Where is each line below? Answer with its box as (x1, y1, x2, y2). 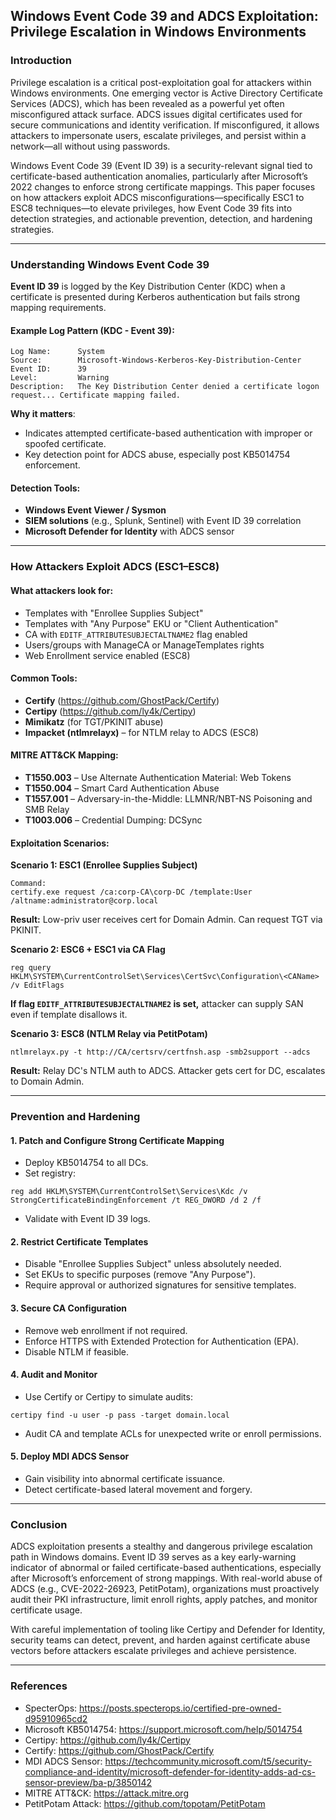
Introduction (10, 54, 72, 68)
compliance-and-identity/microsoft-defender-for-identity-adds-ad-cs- (24, 1765, 317, 1778)
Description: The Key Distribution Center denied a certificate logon (10, 382, 320, 392)
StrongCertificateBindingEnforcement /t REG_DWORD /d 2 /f (10, 1195, 262, 1206)
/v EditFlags (10, 980, 65, 991)
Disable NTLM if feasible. (24, 1345, 130, 1358)
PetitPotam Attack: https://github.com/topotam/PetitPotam (24, 1797, 266, 1809)
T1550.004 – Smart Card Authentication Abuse (24, 782, 220, 794)
